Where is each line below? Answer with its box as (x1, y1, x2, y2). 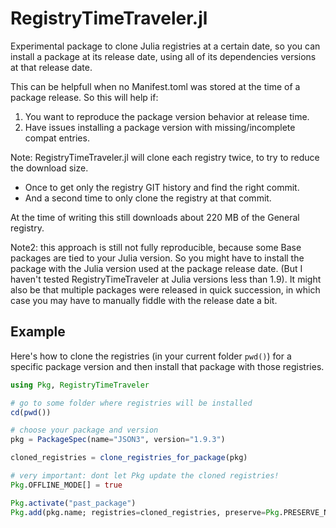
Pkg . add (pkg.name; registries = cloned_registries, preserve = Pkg (10, 507, 280, 517)
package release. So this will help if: (10, 91, 159, 103)
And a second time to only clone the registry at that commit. (24, 192, 272, 204)
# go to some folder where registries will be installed (10, 398, 253, 408)
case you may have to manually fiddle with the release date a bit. (10, 294, 278, 306)
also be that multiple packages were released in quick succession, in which (10, 283, 321, 296)
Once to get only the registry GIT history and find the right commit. (24, 181, 300, 193)
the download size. (10, 162, 89, 174)
